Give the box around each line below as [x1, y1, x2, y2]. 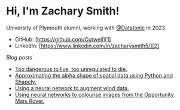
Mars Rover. [14, 97, 45, 105]
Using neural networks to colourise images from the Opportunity [14, 91, 175, 98]
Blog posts [6, 53, 33, 61]
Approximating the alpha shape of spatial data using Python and [14, 72, 173, 79]
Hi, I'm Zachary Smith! [6, 4, 120, 18]
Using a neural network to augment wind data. [14, 84, 130, 91]
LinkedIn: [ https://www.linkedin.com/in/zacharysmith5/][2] [14, 42, 160, 49]
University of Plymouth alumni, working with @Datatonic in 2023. [6, 24, 167, 31]
